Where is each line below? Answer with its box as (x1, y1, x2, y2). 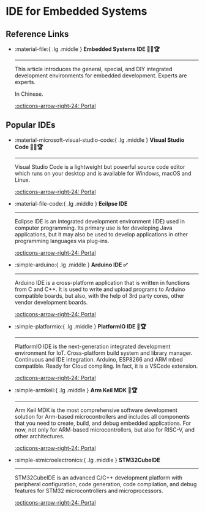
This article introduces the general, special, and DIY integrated (14, 66, 173, 72)
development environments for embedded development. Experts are (14, 72, 187, 79)
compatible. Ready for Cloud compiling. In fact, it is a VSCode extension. (14, 362, 198, 370)
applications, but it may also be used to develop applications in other (14, 230, 188, 238)
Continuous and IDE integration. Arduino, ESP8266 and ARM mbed (14, 355, 183, 363)
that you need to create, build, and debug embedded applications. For (14, 419, 191, 427)
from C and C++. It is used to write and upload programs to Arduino (14, 285, 185, 293)
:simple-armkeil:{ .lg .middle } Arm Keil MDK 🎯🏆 (14, 386, 138, 394)
